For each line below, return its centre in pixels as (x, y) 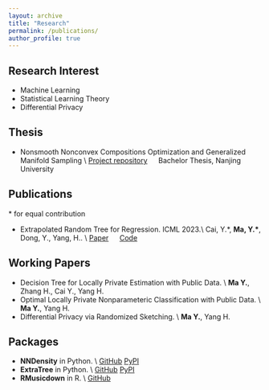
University (37, 169)
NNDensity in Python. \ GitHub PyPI (79, 361)
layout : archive (35, 16)
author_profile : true (45, 38)
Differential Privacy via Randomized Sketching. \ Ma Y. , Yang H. (125, 316)
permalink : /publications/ (53, 31)
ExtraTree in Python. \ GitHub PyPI (77, 370)
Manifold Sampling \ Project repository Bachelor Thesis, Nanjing (130, 160)
